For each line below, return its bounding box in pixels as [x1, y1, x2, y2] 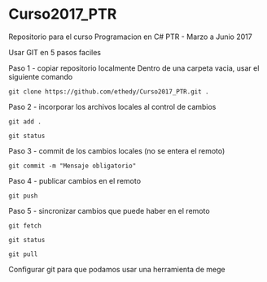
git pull [8, 249, 38, 258]
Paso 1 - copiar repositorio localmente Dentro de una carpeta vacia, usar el [8, 63, 260, 73]
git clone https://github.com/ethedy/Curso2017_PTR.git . [8, 87, 209, 96]
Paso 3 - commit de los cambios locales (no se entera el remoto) [8, 145, 225, 155]
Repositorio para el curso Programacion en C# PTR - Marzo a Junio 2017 [8, 32, 252, 41]
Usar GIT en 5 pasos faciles [8, 47, 102, 57]
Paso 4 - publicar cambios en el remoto [8, 176, 141, 185]
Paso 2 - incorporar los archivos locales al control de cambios [8, 102, 217, 111]
